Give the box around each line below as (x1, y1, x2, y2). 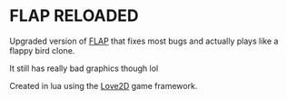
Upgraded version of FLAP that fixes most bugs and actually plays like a (9, 35, 279, 46)
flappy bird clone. (9, 45, 75, 55)
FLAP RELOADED (9, 5, 139, 26)
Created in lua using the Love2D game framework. (9, 80, 198, 91)
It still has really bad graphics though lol (9, 63, 159, 74)
